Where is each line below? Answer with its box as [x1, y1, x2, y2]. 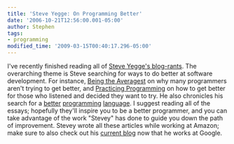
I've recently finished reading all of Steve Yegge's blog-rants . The [7, 62, 198, 70]
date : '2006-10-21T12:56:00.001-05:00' [7, 17, 124, 24]
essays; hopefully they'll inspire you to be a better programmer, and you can [7, 106, 228, 115]
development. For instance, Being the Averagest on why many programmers [7, 77, 227, 85]
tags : [7, 29, 23, 37]
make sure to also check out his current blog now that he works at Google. [7, 129, 223, 137]
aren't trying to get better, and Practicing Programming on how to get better [7, 85, 226, 92]
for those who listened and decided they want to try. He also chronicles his [7, 92, 223, 100]
